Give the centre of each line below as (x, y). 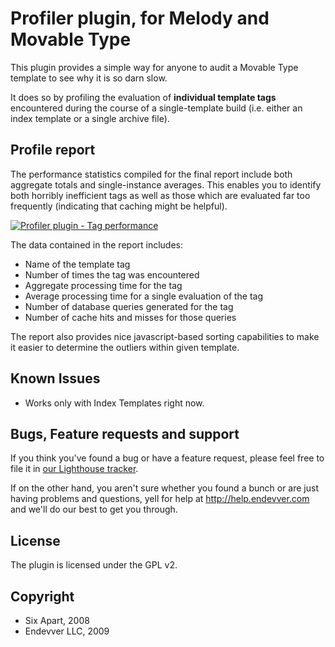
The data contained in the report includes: (97, 244)
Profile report (53, 150)
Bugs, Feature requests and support (125, 433)
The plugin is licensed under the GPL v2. (94, 565)
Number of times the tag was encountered (112, 274)
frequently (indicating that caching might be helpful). (119, 206)
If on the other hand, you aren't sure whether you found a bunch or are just (165, 488)
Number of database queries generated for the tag (129, 306)
